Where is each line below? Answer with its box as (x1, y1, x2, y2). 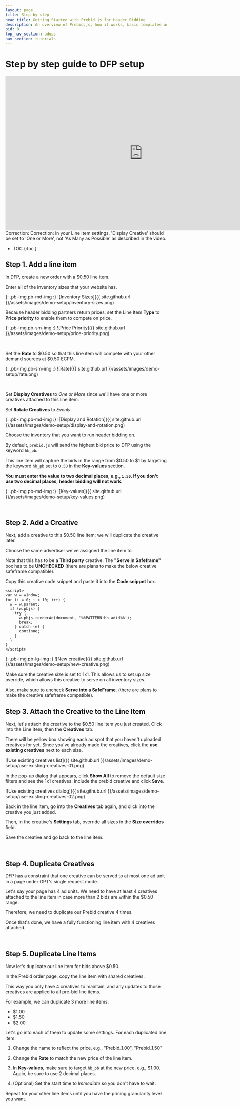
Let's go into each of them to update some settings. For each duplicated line (5, 1029, 167, 1035)
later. (5, 537, 16, 543)
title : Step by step (5, 12, 50, 17)
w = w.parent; (10, 602, 40, 607)
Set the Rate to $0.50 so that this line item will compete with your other (5, 350, 155, 356)
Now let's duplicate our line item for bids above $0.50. (5, 963, 120, 969)
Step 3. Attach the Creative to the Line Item (5, 707, 146, 716)
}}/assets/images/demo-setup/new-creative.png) (5, 661, 110, 667)
